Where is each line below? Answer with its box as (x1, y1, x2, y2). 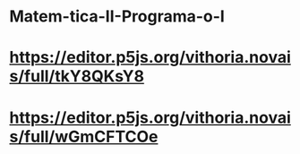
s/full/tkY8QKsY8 (9, 66, 145, 87)
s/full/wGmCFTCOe (9, 126, 159, 147)
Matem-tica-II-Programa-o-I (9, 6, 226, 27)
